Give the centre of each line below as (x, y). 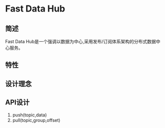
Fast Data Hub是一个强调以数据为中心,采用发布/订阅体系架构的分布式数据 (81, 41)
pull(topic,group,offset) (36, 120)
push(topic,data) (30, 115)
